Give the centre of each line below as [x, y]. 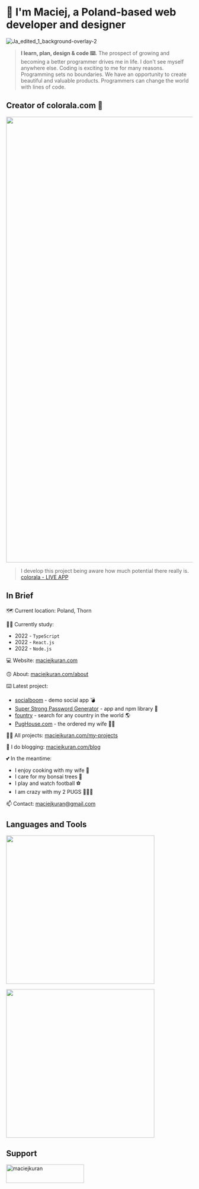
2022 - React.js [34, 642]
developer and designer [66, 25]
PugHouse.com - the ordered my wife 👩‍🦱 [65, 724]
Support [22, 1153]
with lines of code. [43, 87]
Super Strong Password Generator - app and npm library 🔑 [86, 708]
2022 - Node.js [33, 648]
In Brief [20, 596]
